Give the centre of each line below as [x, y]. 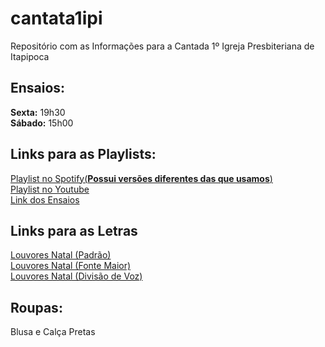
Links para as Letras [74, 230]
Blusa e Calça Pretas [53, 332]
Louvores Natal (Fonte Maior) [71, 266]
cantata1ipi [56, 18]
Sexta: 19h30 [38, 112]
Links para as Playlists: [83, 154]
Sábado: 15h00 [42, 123]
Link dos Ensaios [45, 199]
